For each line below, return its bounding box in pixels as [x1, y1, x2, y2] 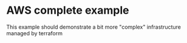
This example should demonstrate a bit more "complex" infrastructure [6, 23, 181, 30]
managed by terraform [6, 29, 63, 36]
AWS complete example [6, 4, 129, 17]
